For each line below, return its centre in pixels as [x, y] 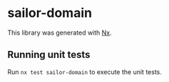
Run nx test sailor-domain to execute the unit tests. [84, 71]
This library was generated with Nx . [60, 33]
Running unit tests [49, 55]
